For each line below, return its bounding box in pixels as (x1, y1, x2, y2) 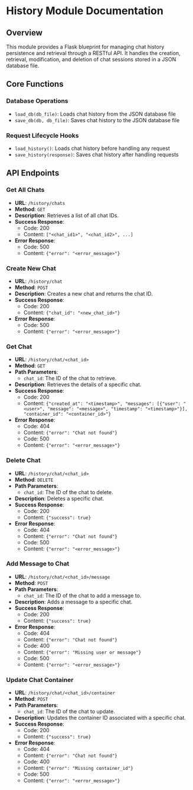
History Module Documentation (6, 4, 163, 18)
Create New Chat (6, 264, 56, 272)
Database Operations (6, 97, 69, 105)
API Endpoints (6, 168, 60, 178)
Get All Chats (6, 186, 45, 194)
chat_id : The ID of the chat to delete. (23, 488, 113, 495)
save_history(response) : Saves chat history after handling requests (14, 151, 179, 158)
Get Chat (6, 342, 32, 351)
